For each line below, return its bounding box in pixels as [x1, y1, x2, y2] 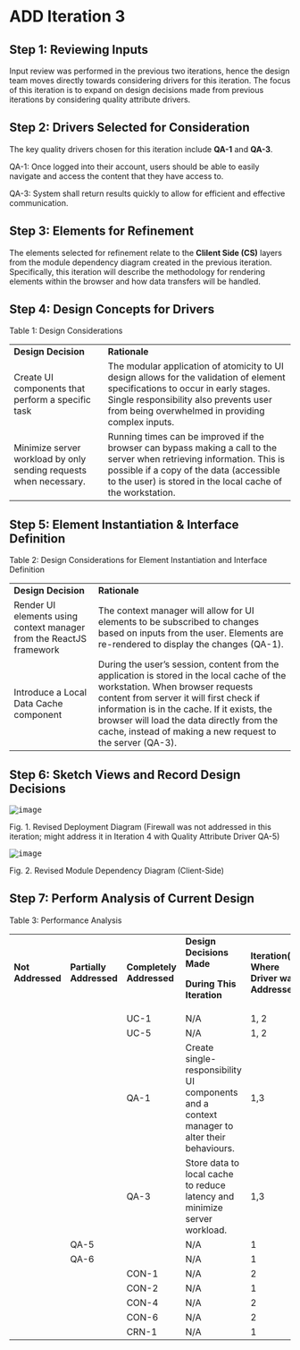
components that [13, 382, 86, 395]
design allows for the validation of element [107, 372, 286, 384]
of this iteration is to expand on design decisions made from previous [9, 85, 264, 95]
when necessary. [13, 475, 87, 488]
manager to [185, 1119, 234, 1132]
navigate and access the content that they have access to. [9, 170, 224, 181]
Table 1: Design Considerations [9, 325, 123, 337]
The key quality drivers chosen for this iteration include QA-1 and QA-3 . [9, 143, 273, 154]
